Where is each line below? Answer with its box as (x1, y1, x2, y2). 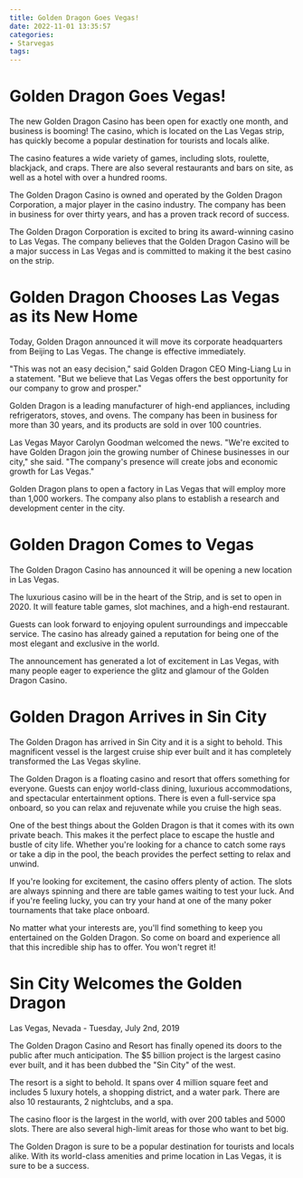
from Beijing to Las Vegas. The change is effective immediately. (9, 346, 246, 356)
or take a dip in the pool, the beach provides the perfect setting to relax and (9, 848, 291, 859)
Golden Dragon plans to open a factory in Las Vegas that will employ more (9, 484, 287, 494)
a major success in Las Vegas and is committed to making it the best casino (9, 246, 292, 256)
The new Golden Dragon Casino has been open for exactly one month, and (9, 116, 289, 127)
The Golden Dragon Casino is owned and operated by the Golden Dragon (9, 189, 283, 200)
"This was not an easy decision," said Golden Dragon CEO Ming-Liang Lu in (9, 363, 291, 374)
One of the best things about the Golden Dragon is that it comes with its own (9, 819, 295, 830)
